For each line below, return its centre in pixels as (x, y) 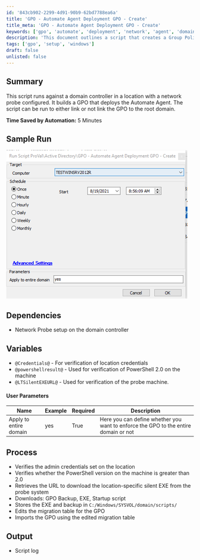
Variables (24, 348)
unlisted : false (26, 57)
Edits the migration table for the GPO (60, 511)
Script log (27, 551)
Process (22, 452)
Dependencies (34, 316)
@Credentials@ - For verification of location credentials (81, 363)
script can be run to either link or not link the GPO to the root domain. (91, 109)
